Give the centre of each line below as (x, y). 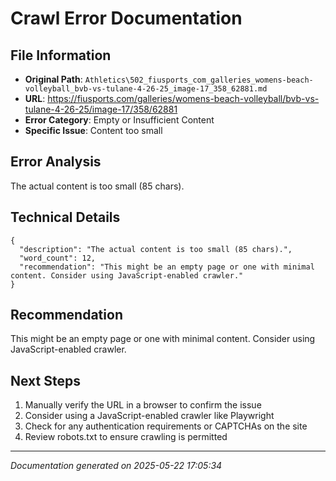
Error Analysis (56, 162)
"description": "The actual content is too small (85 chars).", (156, 249)
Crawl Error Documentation (126, 18)
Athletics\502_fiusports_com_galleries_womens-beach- (199, 80)
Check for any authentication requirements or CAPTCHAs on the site (166, 426)
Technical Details (65, 217)
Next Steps (45, 380)
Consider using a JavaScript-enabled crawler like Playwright (149, 416)
